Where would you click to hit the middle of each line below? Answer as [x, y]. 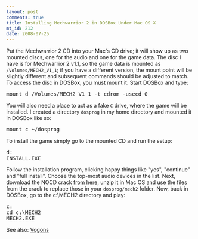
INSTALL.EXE [24, 158]
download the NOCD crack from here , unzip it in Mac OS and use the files [97, 182]
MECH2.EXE [20, 218]
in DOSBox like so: [29, 118]
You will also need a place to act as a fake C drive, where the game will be [97, 106]
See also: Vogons [28, 230]
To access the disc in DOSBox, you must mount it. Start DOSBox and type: [98, 83]
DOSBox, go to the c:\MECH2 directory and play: [66, 195]
